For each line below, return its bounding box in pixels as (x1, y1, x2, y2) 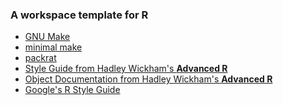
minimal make (24, 41, 83, 53)
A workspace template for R (10, 8, 149, 22)
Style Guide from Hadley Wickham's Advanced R (24, 63, 228, 75)
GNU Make (24, 31, 71, 43)
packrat (24, 52, 57, 64)
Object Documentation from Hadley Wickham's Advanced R (24, 73, 273, 85)
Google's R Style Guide (24, 84, 121, 96)
